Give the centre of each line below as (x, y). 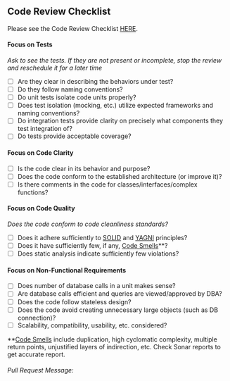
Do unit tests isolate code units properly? (77, 97)
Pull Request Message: (40, 370)
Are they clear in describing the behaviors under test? (95, 82)
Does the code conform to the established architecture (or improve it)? (120, 176)
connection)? (37, 318)
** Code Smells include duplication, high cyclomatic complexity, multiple (113, 339)
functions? (33, 192)
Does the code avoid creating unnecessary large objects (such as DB (118, 310)
